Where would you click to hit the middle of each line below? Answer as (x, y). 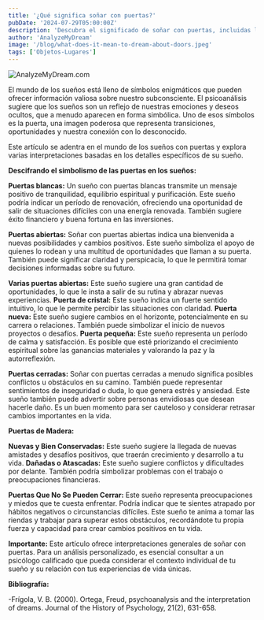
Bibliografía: (29, 584)
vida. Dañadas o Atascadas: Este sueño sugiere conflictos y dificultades (126, 463)
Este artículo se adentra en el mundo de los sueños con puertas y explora (127, 147)
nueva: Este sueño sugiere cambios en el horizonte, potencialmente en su (128, 317)
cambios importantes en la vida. (60, 416)
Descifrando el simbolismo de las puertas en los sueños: (102, 171)
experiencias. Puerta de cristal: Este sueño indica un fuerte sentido (118, 300)
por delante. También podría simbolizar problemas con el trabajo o (116, 471)
